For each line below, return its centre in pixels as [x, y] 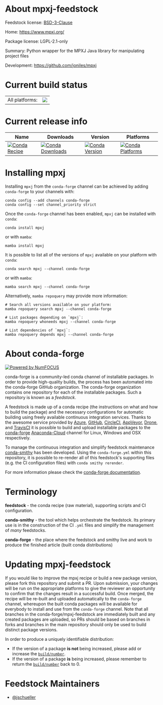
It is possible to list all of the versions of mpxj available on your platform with [81, 254]
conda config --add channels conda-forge [48, 200]
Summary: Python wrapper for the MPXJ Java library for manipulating [75, 51]
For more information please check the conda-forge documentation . [73, 472]
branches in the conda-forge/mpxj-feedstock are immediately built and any [80, 614]
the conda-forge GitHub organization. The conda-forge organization [73, 387]
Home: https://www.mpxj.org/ [35, 32]
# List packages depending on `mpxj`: [44, 317]
